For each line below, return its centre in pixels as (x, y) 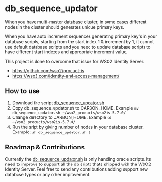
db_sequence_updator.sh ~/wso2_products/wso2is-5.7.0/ (69, 113)
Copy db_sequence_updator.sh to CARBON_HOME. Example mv (75, 108)
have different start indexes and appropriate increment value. (66, 52)
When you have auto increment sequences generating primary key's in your (81, 36)
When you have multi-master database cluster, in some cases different (76, 22)
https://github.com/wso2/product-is (48, 70)
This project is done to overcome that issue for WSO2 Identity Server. (75, 61)
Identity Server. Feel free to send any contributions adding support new (77, 169)
